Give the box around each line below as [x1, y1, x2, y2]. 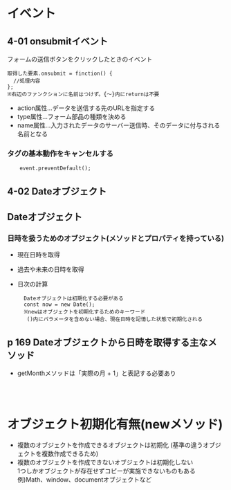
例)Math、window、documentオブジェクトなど [17, 475, 152, 484]
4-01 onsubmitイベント [7, 35, 109, 47]
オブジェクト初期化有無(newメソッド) [7, 417, 223, 433]
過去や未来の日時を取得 [17, 265, 84, 273]
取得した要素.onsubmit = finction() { [7, 70, 113, 77]
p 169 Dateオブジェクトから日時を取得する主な [7, 336, 208, 348]
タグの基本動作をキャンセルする [7, 149, 114, 158]
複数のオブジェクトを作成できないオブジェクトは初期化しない [17, 458, 194, 466]
